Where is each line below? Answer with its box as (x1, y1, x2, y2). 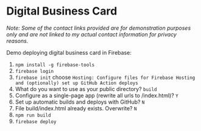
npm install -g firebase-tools (15, 62, 95, 68)
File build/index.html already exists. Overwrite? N (15, 104, 137, 112)
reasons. (6, 37, 29, 44)
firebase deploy (15, 118, 57, 125)
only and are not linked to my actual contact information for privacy (6, 30, 177, 38)
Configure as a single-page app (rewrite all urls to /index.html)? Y (15, 92, 178, 99)
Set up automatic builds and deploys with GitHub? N (15, 98, 145, 106)
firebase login (15, 68, 54, 74)
